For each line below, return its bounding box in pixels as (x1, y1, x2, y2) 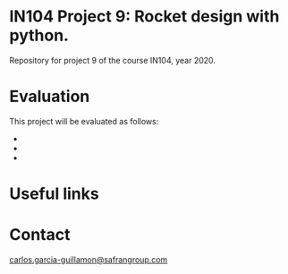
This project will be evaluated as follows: (9, 116, 159, 126)
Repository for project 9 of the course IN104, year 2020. (9, 55, 216, 65)
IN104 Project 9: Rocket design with (9, 6, 280, 27)
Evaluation (9, 87, 90, 107)
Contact (9, 225, 71, 245)
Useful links (9, 184, 100, 204)
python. (9, 25, 70, 46)
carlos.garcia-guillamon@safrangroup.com (9, 254, 168, 265)
